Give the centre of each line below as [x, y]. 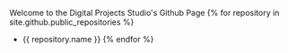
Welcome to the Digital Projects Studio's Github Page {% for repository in [144, 13]
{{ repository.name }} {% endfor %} [88, 39]
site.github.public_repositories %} [72, 22]
